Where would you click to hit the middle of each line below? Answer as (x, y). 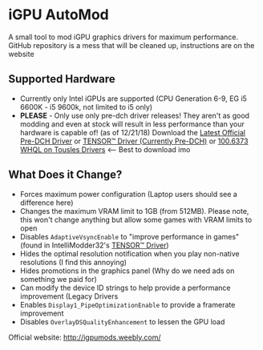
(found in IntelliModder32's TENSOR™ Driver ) (95, 245)
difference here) (47, 203)
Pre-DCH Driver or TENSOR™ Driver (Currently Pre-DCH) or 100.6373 (134, 141)
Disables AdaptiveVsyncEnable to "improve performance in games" (129, 236)
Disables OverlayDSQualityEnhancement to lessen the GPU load (122, 321)
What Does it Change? (65, 175)
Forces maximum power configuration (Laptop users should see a (129, 194)
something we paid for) (59, 279)
